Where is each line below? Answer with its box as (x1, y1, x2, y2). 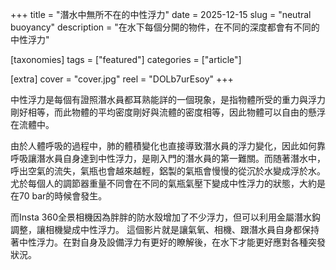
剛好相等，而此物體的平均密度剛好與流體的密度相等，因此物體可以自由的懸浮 (10, 106, 326, 118)
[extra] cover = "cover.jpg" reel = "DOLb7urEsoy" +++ (10, 73, 234, 85)
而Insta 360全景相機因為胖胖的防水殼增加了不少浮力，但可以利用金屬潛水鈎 (10, 211, 322, 223)
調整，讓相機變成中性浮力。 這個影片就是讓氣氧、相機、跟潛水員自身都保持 (10, 224, 320, 235)
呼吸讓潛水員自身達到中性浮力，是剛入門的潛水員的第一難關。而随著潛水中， (10, 153, 326, 164)
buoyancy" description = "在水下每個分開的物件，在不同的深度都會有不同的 (10, 21, 320, 33)
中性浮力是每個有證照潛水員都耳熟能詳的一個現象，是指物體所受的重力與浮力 (10, 94, 326, 105)
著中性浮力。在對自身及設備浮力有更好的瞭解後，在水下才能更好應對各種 (10, 236, 308, 248)
